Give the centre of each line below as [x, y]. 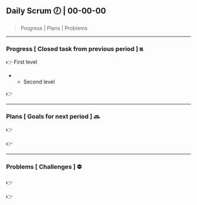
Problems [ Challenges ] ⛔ [44, 167]
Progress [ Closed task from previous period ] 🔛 [75, 49]
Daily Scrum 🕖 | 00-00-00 [56, 11]
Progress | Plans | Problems [54, 28]
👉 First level [22, 62]
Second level [39, 82]
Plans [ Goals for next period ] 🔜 [53, 116]
